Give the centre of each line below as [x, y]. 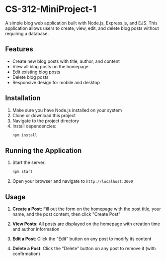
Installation [23, 98]
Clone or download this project [44, 115]
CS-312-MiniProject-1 [51, 9]
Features [19, 49]
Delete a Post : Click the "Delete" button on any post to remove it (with [84, 248]
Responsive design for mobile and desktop [56, 82]
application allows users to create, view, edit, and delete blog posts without [82, 28]
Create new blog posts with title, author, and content [66, 61]
